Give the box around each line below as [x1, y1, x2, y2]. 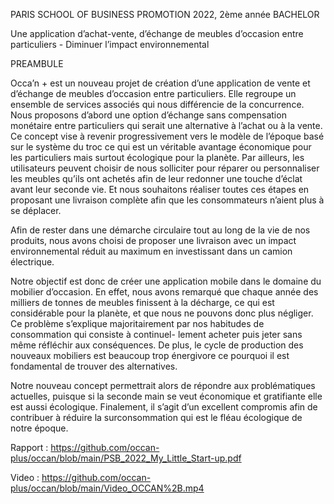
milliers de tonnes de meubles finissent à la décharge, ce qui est [10, 297, 275, 308]
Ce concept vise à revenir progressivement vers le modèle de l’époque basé [10, 130, 325, 142]
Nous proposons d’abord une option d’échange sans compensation [10, 109, 287, 121]
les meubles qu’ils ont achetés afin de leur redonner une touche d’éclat [10, 173, 303, 184]
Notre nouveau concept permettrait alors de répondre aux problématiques [10, 380, 316, 391]
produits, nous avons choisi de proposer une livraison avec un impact [10, 235, 297, 246]
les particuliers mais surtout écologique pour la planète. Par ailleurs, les [10, 152, 305, 163]
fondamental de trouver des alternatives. [10, 360, 178, 372]
